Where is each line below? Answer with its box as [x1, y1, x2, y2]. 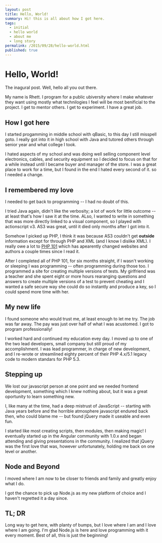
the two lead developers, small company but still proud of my [5, 340, 127, 346]
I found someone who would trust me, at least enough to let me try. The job [5, 316, 155, 322]
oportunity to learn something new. [5, 393, 75, 399]
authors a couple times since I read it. [5, 249, 80, 255]
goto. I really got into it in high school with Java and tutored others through [5, 136, 154, 142]
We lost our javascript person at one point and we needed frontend [5, 383, 139, 389]
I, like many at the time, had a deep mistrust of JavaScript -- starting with [5, 403, 151, 408]
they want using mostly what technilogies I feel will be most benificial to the [5, 99, 156, 105]
